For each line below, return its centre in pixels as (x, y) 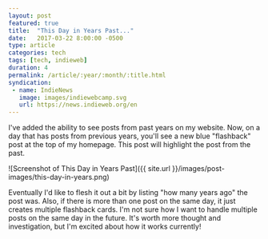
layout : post (30, 16)
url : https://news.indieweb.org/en (78, 105)
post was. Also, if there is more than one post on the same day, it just (122, 201)
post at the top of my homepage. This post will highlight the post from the (130, 145)
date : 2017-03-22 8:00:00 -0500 (66, 38)
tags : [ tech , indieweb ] (48, 61)
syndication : (30, 82)
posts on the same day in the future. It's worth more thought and (115, 218)
